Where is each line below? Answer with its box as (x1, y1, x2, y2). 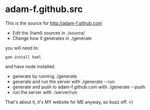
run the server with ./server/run (12, 89, 77, 95)
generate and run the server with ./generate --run (12, 78, 115, 84)
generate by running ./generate (12, 73, 77, 79)
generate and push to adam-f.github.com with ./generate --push (12, 84, 145, 90)
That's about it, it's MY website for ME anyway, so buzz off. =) (5, 99, 133, 105)
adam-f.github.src (5, 4, 83, 15)
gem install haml (5, 54, 41, 60)
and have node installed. (5, 63, 56, 69)
